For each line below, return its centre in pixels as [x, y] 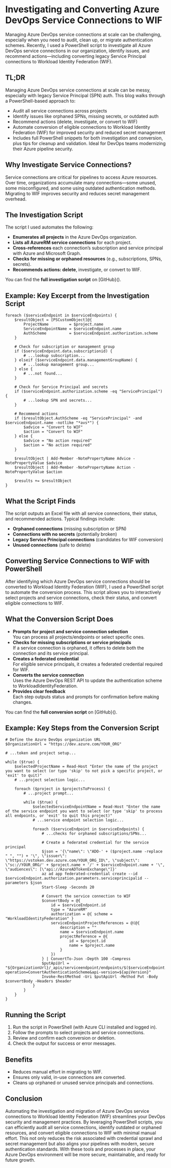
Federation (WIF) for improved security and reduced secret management [89, 132]
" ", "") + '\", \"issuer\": [36, 856]
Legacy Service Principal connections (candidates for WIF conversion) [88, 540]
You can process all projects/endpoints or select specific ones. [79, 637]
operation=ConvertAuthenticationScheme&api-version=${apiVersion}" [78, 972]
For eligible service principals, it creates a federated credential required [88, 664]
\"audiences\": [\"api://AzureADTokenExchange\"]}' [61, 869]
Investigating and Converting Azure [82, 9]
